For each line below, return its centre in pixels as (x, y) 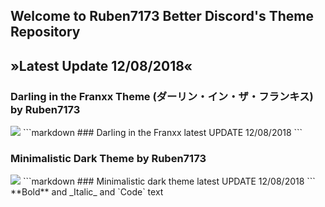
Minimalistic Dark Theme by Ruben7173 (108, 158)
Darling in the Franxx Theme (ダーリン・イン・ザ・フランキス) (162, 96)
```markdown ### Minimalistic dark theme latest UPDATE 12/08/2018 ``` (169, 181)
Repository (45, 32)
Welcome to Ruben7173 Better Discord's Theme (162, 16)
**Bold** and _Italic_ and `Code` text (87, 192)
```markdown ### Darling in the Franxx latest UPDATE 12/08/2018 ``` (162, 133)
